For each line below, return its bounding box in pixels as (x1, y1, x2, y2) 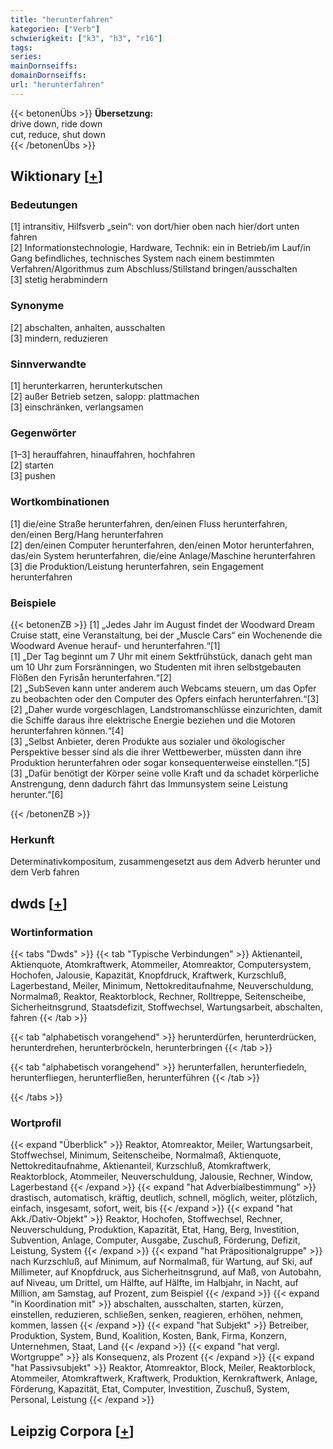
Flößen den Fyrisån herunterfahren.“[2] (10, 671, 172, 683)
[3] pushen (10, 470, 56, 482)
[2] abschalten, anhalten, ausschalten (10, 321, 166, 333)
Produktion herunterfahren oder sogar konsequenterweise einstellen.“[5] (10, 756, 310, 768)
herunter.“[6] (10, 788, 64, 800)
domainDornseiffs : (10, 71, 87, 81)
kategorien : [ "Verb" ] (10, 24, 101, 34)
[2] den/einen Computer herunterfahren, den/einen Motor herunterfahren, (10, 539, 315, 551)
